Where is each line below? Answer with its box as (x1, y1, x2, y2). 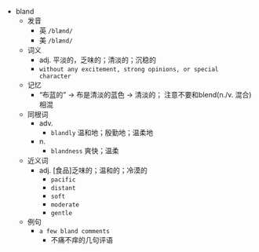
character (38, 72, 71, 80)
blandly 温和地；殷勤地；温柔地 (50, 128, 154, 137)
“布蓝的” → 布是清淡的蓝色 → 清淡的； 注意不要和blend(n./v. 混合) (38, 90, 252, 99)
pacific (50, 176, 76, 184)
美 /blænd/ (38, 35, 73, 45)
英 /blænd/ (38, 26, 73, 35)
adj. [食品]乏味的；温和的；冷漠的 (38, 166, 148, 175)
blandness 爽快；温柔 (50, 146, 119, 155)
